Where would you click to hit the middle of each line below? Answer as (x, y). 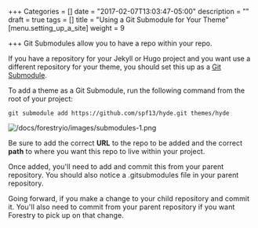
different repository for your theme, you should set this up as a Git (115, 67)
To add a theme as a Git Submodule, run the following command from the (127, 90)
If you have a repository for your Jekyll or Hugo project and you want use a (129, 59)
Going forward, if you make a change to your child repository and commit (129, 199)
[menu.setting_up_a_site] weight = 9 (67, 28)
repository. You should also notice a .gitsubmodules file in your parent (124, 175)
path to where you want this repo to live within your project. (107, 151)
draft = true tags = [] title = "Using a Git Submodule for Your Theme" (118, 20)
